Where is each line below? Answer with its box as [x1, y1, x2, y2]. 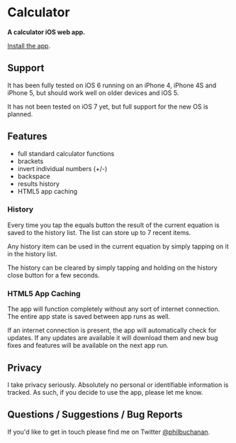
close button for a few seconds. [7, 270, 101, 279]
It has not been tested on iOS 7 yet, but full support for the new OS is [7, 102, 209, 111]
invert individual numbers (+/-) [17, 164, 108, 173]
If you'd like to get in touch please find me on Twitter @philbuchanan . [7, 427, 210, 436]
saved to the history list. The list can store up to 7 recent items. [7, 228, 191, 236]
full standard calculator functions [17, 149, 115, 158]
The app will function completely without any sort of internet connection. [7, 305, 220, 313]
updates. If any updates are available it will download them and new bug [7, 334, 218, 342]
